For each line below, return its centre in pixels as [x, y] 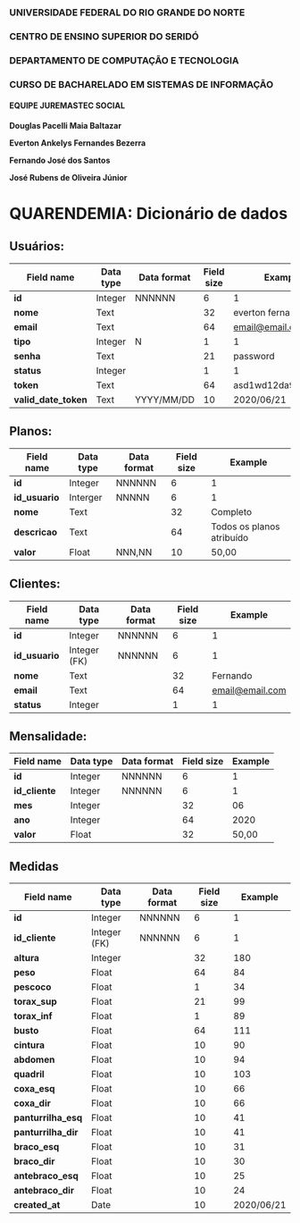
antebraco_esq [46, 1176]
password [254, 356]
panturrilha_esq [48, 1118]
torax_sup [36, 1001]
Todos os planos [246, 527]
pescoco [33, 987]
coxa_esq [34, 1089]
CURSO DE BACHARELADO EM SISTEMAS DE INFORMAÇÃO [142, 84]
